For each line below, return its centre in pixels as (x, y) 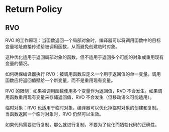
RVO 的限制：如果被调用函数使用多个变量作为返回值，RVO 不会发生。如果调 (84, 91)
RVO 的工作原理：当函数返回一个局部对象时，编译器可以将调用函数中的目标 (83, 40)
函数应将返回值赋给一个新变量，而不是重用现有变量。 (60, 80)
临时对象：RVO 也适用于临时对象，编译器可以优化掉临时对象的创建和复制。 (83, 108)
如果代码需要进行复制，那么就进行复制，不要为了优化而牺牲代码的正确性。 (82, 124)
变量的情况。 (18, 63)
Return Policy (34, 9)
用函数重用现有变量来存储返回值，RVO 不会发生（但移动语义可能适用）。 (80, 97)
